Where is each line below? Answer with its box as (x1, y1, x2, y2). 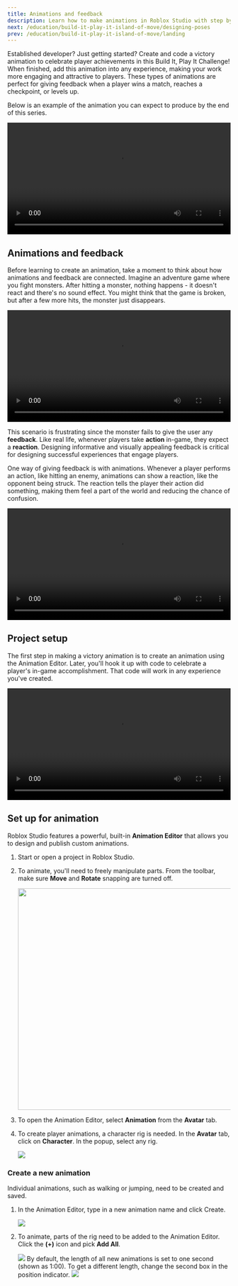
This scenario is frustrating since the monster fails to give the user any (7, 428, 213, 436)
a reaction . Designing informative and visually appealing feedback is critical (7, 443, 229, 451)
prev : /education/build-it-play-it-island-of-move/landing (7, 30, 186, 38)
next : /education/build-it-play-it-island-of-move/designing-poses (7, 23, 211, 31)
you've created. (7, 674, 53, 682)
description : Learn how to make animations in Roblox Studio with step (7, 17, 223, 24)
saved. (7, 1191, 27, 1199)
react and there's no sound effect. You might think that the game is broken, (7, 289, 227, 297)
